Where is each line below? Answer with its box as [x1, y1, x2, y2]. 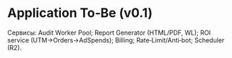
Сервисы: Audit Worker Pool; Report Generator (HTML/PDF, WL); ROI [7, 28, 211, 37]
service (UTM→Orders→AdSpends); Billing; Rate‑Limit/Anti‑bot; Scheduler [7, 35, 225, 44]
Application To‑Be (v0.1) [7, 5, 153, 21]
